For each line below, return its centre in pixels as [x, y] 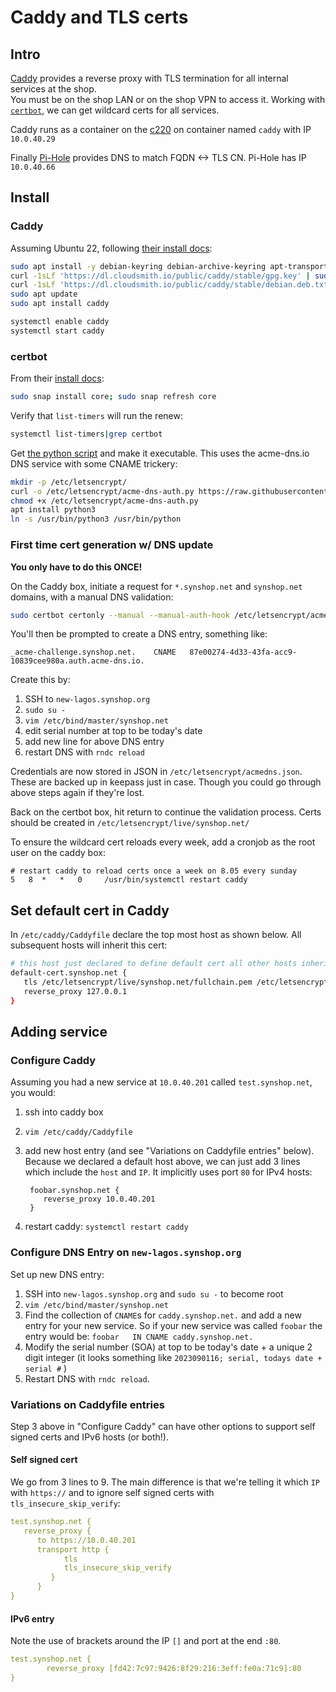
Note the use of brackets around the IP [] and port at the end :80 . [146, 1641]
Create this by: [40, 680]
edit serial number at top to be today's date [113, 731]
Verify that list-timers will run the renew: [96, 415]
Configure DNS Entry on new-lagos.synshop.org [126, 1253]
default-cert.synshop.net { [69, 973]
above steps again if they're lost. [77, 793]
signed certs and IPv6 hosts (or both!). [89, 1437]
